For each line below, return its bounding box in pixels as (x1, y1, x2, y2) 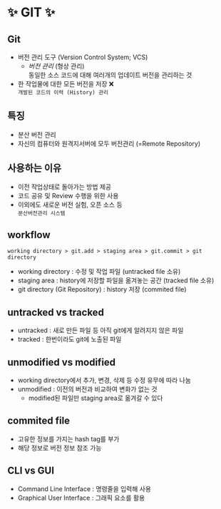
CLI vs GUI (7, 465, 55, 477)
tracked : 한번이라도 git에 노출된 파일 (17, 335, 122, 344)
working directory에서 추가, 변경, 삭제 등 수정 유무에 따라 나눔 (17, 376, 191, 385)
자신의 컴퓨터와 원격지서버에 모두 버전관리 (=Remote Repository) (17, 139, 201, 148)
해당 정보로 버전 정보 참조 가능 (17, 443, 102, 452)
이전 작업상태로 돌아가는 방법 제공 (17, 182, 112, 191)
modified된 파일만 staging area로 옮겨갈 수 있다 (28, 394, 163, 403)
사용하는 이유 (7, 162, 62, 175)
